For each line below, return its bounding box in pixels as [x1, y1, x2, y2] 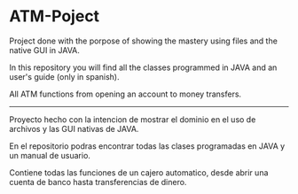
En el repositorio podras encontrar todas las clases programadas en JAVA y [9, 140, 286, 151]
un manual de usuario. [9, 150, 91, 160]
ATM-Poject [9, 6, 100, 27]
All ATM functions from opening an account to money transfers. [9, 89, 242, 99]
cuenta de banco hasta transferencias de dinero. [9, 176, 187, 187]
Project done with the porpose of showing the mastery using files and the [9, 35, 278, 46]
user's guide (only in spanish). [9, 71, 120, 81]
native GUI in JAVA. [9, 44, 80, 55]
